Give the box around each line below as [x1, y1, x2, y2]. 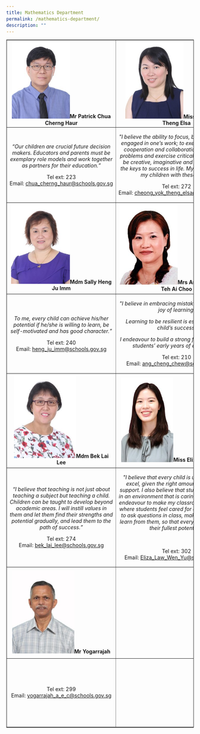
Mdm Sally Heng [70, 278, 112, 285]
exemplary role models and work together [10, 155, 113, 162]
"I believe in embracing [119, 300, 176, 307]
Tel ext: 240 [46, 339, 76, 346]
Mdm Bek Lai [76, 452, 109, 459]
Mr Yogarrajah [74, 647, 111, 655]
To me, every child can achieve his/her [14, 314, 109, 322]
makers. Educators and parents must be [11, 149, 111, 156]
